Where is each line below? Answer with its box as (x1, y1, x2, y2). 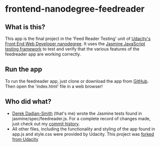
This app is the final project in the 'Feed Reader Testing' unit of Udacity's (5, 36, 151, 41)
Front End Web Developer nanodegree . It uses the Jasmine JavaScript (5, 41, 145, 47)
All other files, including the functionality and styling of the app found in (12, 126, 155, 132)
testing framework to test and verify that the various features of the (5, 46, 140, 52)
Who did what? (5, 97, 52, 106)
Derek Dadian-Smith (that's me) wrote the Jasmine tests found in (12, 110, 142, 116)
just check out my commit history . (12, 121, 80, 127)
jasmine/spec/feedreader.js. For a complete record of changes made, (12, 115, 151, 121)
